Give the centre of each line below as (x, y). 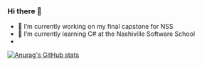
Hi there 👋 (25, 11)
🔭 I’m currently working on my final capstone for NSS (95, 27)
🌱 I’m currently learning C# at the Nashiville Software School (106, 34)
